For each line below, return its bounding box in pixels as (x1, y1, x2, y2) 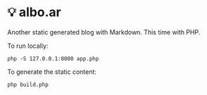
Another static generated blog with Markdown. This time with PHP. (7, 27, 201, 36)
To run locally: (7, 42, 49, 50)
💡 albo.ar (7, 4, 61, 20)
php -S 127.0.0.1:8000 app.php (7, 55, 99, 62)
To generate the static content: (7, 68, 97, 76)
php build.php (7, 81, 49, 88)
